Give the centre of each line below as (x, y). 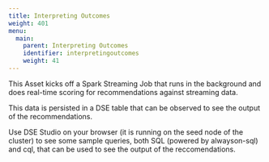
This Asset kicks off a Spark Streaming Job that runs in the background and (135, 83)
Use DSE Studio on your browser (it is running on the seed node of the (126, 132)
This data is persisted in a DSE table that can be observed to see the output (134, 108)
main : (25, 38)
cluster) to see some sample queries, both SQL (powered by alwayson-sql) (133, 140)
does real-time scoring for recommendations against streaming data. (123, 92)
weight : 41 (41, 61)
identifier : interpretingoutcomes (81, 53)
